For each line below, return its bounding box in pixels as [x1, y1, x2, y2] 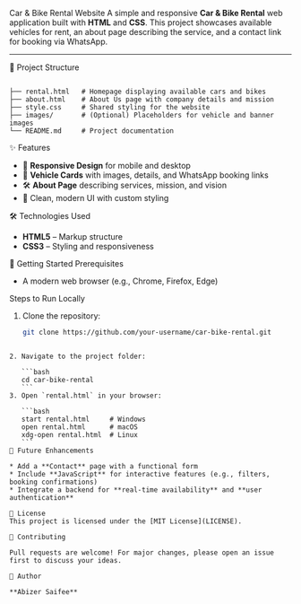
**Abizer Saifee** [9, 587, 78, 596]
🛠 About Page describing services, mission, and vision [21, 179, 227, 190]
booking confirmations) [9, 477, 99, 486]
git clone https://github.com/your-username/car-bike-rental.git [21, 328, 271, 337]
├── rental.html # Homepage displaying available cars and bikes [9, 87, 267, 96]
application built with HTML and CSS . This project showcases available [9, 17, 272, 28]
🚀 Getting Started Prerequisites [9, 258, 124, 268]
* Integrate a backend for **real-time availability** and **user [9, 485, 262, 495]
